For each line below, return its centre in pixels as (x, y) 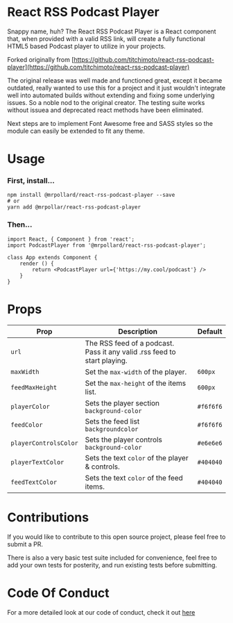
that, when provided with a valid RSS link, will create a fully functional (106, 38)
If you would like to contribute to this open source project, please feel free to (116, 537)
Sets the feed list (112, 421)
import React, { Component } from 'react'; (71, 239)
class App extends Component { (52, 257)
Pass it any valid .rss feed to (130, 352)
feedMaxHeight (34, 387)
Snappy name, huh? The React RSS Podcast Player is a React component (112, 31)
